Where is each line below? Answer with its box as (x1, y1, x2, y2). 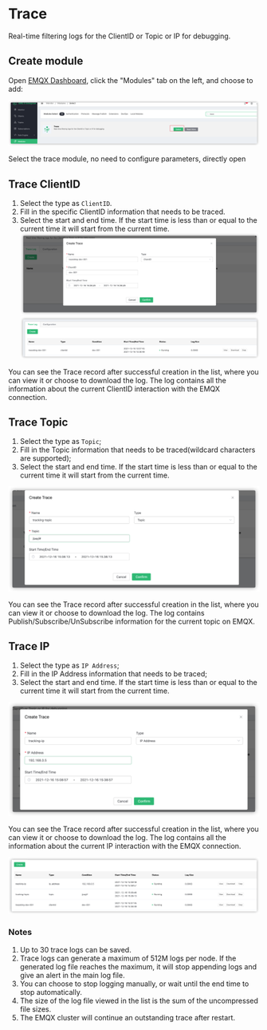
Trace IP (8, 640, 50, 653)
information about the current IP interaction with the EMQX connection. (8, 841, 241, 850)
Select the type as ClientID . (19, 199, 112, 208)
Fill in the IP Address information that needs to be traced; (19, 669, 207, 679)
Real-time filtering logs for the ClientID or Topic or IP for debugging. (8, 31, 231, 41)
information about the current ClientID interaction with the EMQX (8, 384, 221, 394)
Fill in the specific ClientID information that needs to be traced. (19, 207, 226, 216)
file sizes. (19, 1004, 52, 1014)
